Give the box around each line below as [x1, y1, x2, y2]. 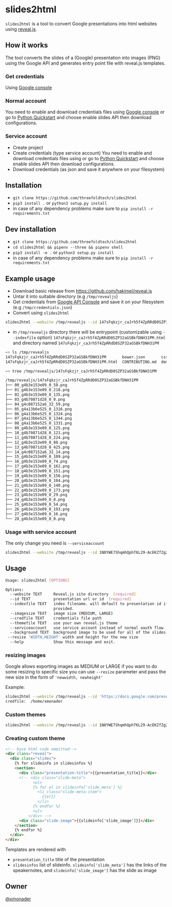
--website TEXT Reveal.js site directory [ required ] [10, 592, 137, 597]
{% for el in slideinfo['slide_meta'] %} [32, 784, 123, 790]
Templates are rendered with [5, 846, 66, 853]
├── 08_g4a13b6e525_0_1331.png [5, 421, 72, 426]
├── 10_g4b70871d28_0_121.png [5, 430, 70, 436]
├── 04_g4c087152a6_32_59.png [5, 401, 70, 407]
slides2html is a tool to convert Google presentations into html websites [5, 21, 157, 27]
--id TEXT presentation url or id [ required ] [10, 596, 132, 602]
